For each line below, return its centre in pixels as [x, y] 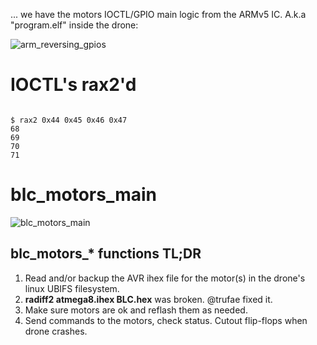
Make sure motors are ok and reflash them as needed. [136, 310]
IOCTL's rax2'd [73, 85]
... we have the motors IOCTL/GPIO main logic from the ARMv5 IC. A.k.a [158, 14]
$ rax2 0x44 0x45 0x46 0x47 [69, 120]
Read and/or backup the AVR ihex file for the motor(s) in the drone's [165, 278]
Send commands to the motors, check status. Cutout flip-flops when [166, 320]
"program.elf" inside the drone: [74, 25]
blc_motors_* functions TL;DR [106, 254]
